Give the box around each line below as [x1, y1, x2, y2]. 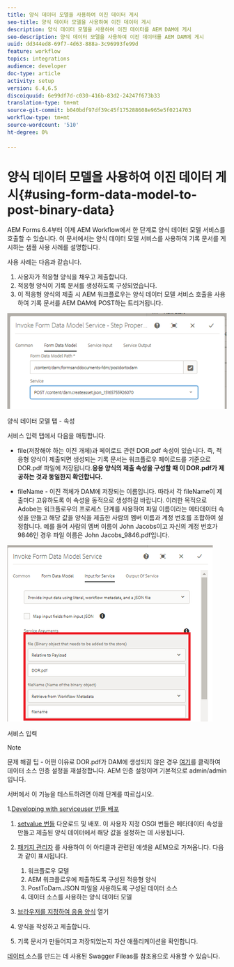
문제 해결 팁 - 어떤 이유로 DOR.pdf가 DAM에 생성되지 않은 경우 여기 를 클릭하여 [7, 758, 221, 766]
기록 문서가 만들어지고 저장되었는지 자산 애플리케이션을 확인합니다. [17, 937, 198, 945]
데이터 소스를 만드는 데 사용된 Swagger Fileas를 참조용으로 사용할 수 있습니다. [7, 952, 221, 961]
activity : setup [7, 77, 54, 84]
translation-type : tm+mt [7, 100, 79, 107]
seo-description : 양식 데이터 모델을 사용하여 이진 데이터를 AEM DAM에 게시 [7, 33, 204, 40]
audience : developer [7, 63, 68, 70]
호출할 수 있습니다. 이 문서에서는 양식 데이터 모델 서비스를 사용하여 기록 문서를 [7, 234, 219, 243]
